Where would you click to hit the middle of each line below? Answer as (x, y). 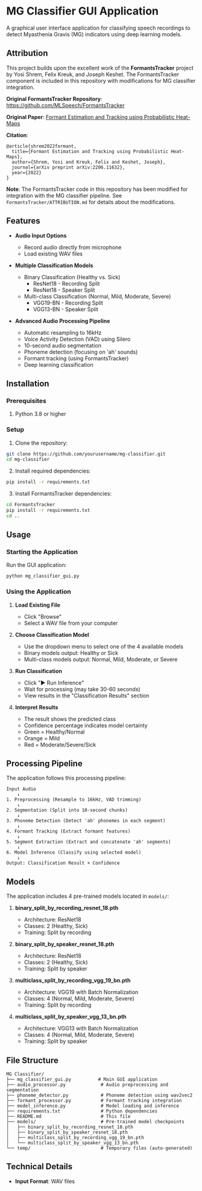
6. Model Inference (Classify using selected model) (74, 853)
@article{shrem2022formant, (42, 146)
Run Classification (38, 671)
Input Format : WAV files (45, 1181)
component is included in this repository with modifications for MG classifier (101, 80)
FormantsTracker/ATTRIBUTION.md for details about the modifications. (91, 202)
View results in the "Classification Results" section (87, 696)
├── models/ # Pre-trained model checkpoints (96, 1122)
